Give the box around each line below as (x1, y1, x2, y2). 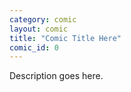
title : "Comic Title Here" (9, 33, 122, 43)
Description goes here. (9, 70, 104, 82)
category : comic (9, 14, 77, 25)
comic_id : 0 (9, 42, 59, 53)
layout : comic (9, 24, 69, 34)
